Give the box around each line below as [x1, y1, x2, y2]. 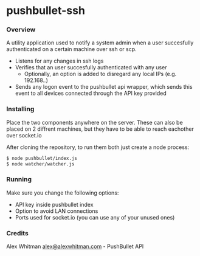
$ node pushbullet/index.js [6, 155, 78, 161]
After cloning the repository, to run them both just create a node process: [6, 144, 190, 151]
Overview [6, 26, 36, 34]
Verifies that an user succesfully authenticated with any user [15, 64, 167, 71]
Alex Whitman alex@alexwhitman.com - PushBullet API [6, 243, 144, 250]
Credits [6, 229, 29, 237]
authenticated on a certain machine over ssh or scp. [6, 46, 137, 53]
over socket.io [6, 131, 42, 139]
